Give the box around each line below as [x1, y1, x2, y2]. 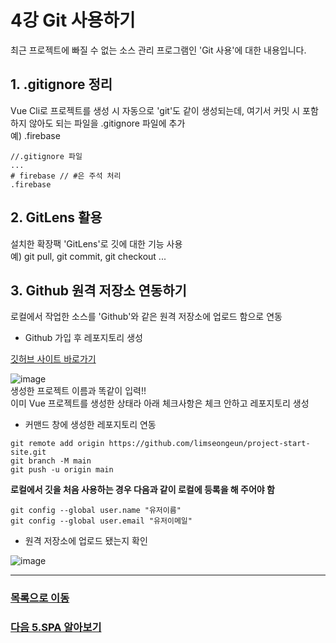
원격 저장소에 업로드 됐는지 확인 [24, 535, 148, 547]
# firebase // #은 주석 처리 [10, 171, 122, 181]
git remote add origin [10, 439, 105, 449]
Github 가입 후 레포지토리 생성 [24, 332, 143, 344]
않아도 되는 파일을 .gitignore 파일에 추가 [28, 117, 186, 129]
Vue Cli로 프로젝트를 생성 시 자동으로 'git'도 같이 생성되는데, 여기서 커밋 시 [10, 104, 301, 116]
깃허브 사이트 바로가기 [10, 353, 97, 365]
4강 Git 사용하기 [10, 9, 136, 32]
